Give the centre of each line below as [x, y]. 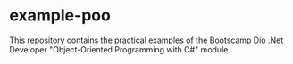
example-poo [60, 16]
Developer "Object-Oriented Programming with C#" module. [120, 49]
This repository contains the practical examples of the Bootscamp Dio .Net [146, 40]
